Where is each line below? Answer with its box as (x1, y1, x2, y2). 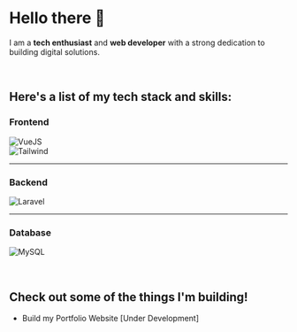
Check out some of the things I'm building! (9, 290, 248, 305)
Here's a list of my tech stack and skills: (9, 89, 232, 104)
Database (9, 226, 51, 238)
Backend (9, 176, 49, 189)
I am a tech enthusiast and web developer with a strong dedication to (9, 37, 265, 48)
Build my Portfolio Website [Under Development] (21, 313, 200, 324)
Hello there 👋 (9, 8, 106, 28)
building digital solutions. (9, 46, 100, 57)
